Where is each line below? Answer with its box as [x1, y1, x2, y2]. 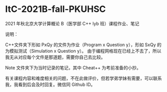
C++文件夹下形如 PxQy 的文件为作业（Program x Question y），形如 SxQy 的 [5, 41, 162, 48]
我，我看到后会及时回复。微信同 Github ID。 [5, 81, 95, 88]
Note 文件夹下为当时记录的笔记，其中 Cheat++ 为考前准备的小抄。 [5, 65, 141, 71]
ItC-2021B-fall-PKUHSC [5, 3, 106, 15]
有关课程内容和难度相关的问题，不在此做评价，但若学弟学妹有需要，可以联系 [5, 75, 162, 81]
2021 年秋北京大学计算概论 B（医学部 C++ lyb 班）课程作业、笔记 [5, 20, 140, 26]
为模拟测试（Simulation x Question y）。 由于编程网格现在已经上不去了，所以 [5, 48, 162, 54]
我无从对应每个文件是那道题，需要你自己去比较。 [5, 54, 105, 60]
